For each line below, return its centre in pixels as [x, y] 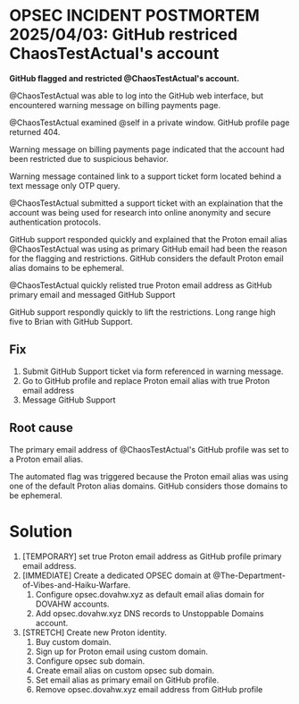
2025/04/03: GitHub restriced [124, 34]
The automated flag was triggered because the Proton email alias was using [149, 476]
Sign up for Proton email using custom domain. [121, 651]
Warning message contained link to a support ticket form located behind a [145, 176]
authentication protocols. [55, 222]
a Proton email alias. [46, 459]
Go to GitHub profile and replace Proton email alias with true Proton [146, 380]
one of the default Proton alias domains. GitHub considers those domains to [149, 486]
